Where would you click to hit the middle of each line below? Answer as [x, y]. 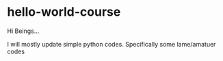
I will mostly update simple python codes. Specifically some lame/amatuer [112, 44]
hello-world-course [64, 12]
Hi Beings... [23, 31]
